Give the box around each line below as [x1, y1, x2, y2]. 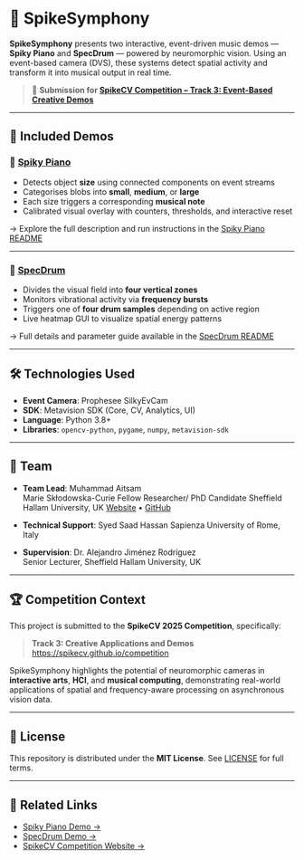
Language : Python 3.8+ [22, 414, 111, 425]
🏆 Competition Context [9, 592, 147, 607]
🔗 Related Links [9, 797, 98, 813]
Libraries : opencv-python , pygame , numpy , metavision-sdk [22, 424, 229, 435]
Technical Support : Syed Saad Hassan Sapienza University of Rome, [22, 520, 280, 530]
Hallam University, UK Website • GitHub [22, 502, 172, 512]
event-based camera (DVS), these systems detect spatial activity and [9, 57, 269, 68]
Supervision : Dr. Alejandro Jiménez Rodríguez [22, 547, 196, 558]
